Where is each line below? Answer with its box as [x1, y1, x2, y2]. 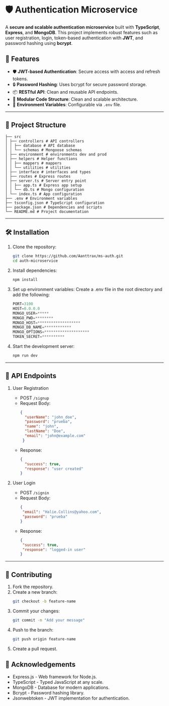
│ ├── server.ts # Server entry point [5, 178, 87, 183]
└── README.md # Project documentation [5, 209, 89, 214]
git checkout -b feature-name [12, 599, 76, 604]
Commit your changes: [12, 608, 60, 614]
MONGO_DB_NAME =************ [12, 325, 71, 330]
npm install [12, 277, 38, 283]
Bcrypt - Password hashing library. [12, 689, 84, 695]
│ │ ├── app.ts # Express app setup [5, 182, 82, 188]
